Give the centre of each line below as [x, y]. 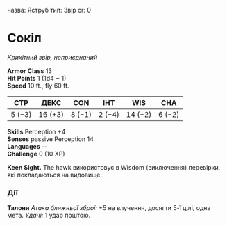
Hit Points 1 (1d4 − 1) [37, 78]
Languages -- [27, 146]
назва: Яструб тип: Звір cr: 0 [49, 10]
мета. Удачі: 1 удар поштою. [49, 216]
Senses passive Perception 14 [50, 139]
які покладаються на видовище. [55, 175]
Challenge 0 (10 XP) [36, 154]
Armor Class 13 [30, 71]
